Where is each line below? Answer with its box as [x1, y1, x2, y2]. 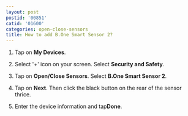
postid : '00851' [6, 15, 47, 21]
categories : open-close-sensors [6, 26, 88, 33]
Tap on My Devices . [14, 48, 66, 56]
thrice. [14, 91, 31, 98]
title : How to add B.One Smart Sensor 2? [6, 32, 113, 38]
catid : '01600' [6, 20, 45, 26]
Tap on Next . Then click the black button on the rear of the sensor [14, 84, 182, 92]
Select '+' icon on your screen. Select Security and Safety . [14, 61, 165, 68]
